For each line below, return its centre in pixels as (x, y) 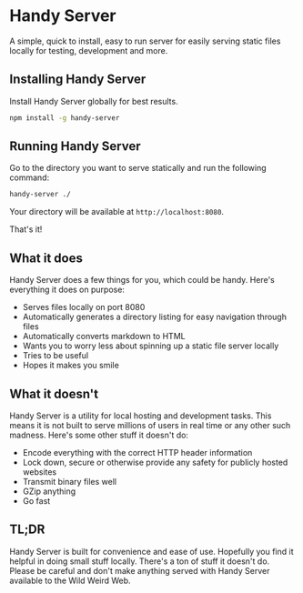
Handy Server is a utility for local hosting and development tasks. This (141, 416)
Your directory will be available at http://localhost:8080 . (117, 212)
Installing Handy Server (78, 80)
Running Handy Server (75, 146)
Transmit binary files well (69, 481)
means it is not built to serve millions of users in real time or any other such (150, 425)
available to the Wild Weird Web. (70, 580)
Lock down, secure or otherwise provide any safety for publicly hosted (155, 462)
